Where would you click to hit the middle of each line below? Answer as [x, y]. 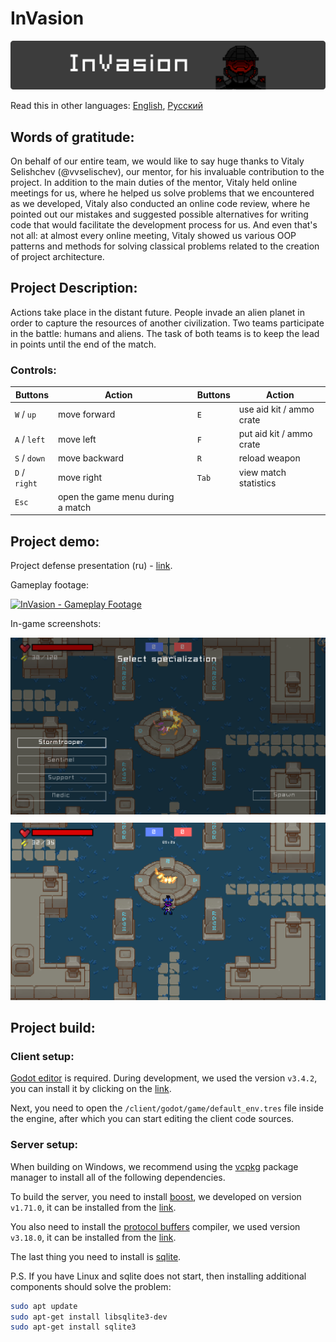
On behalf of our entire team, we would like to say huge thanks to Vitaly [157, 161]
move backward [90, 458]
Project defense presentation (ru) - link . [91, 566]
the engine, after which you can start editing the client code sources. [152, 1119]
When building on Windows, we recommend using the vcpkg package [154, 1166]
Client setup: [42, 1057]
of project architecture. [57, 256]
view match [262, 472]
